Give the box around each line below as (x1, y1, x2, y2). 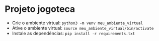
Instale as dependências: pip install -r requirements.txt (12, 30, 135, 36)
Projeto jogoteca (5, 3, 75, 15)
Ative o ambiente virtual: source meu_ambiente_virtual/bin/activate (12, 25, 154, 31)
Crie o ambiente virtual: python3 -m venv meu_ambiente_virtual (12, 20, 143, 26)
